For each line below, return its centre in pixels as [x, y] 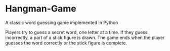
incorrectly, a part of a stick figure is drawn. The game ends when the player [85, 37]
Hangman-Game [41, 9]
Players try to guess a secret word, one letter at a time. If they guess [76, 32]
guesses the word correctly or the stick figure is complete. [66, 42]
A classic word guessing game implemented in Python [62, 22]
